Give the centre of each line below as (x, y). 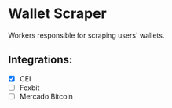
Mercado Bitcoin (46, 96)
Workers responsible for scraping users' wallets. (86, 35)
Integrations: (40, 60)
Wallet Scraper (58, 14)
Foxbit (29, 88)
